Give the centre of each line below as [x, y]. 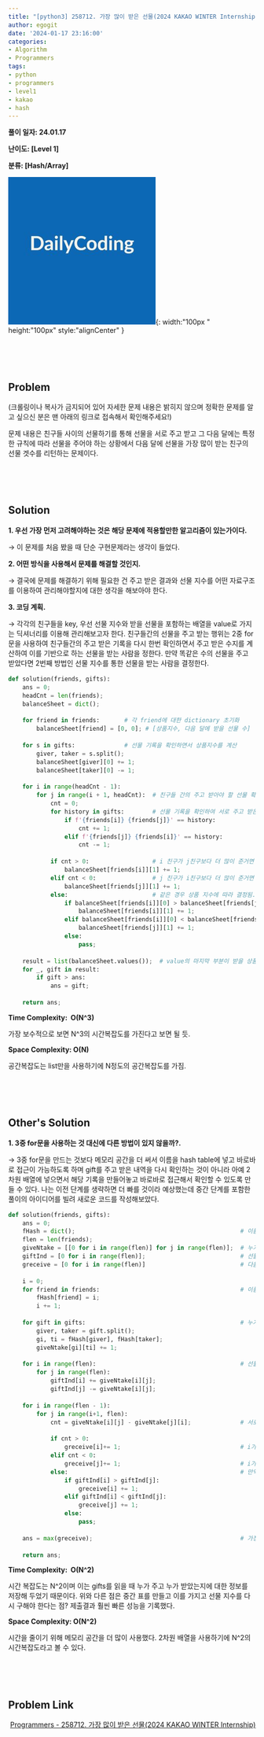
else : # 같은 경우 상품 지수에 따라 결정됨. [153, 894]
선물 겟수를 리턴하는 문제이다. [53, 453]
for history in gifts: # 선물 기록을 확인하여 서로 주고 [147, 811]
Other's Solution [49, 1123]
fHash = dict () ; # [133, 1231]
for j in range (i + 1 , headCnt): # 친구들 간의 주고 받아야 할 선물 [142, 795]
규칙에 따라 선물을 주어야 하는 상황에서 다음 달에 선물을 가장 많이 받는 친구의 [132, 444]
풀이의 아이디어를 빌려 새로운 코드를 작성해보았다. [84, 1199]
